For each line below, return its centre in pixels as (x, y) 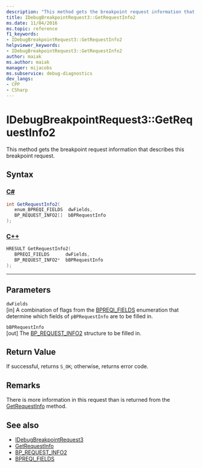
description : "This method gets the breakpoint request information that (101, 12)
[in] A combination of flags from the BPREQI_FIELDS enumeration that (93, 310)
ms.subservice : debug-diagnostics (50, 73)
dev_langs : (20, 79)
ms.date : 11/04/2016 (32, 23)
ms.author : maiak (28, 62)
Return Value (31, 352)
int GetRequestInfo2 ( (33, 204)
